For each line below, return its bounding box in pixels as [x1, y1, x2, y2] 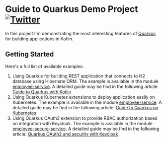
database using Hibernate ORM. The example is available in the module [12, 78, 159, 84]
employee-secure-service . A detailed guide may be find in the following [12, 126, 160, 132]
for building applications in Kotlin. [5, 36, 74, 42]
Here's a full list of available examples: [5, 63, 84, 69]
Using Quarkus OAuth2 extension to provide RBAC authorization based [12, 115, 158, 121]
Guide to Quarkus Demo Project [5, 3, 138, 15]
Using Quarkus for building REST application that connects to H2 [12, 73, 145, 79]
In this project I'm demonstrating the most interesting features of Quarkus [5, 30, 156, 36]
